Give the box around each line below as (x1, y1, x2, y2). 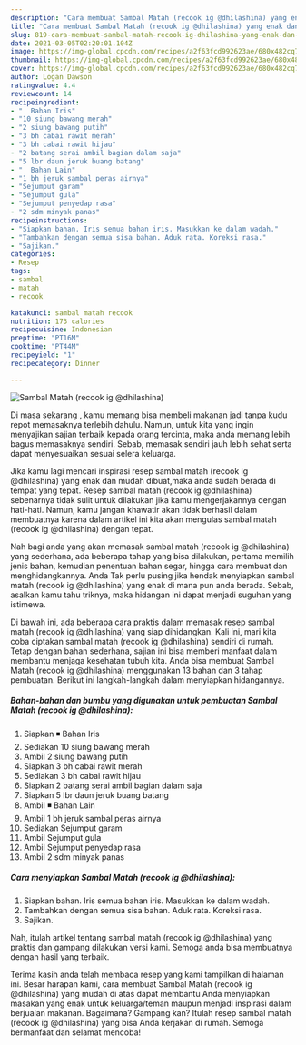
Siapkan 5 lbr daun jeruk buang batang (23, 789, 169, 800)
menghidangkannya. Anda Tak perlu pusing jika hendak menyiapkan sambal (10, 569, 295, 581)
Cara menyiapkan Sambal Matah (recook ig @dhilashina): (10, 872, 235, 883)
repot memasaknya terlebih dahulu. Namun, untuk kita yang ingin (10, 419, 254, 429)
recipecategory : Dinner (10, 359, 101, 368)
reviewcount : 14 (10, 89, 72, 98)
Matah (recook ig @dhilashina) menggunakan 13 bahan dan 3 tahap (10, 665, 263, 675)
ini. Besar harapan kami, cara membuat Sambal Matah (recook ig (10, 978, 252, 990)
